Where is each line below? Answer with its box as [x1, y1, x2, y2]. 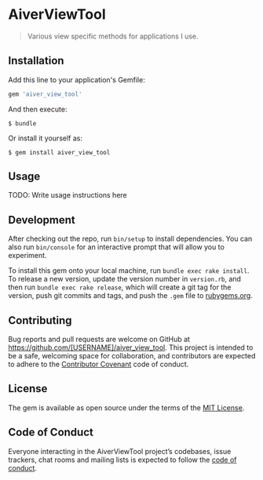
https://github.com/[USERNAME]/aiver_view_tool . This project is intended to [8, 343, 254, 352]
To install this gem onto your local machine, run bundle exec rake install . [8, 266, 250, 275]
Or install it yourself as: [8, 133, 82, 143]
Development [8, 213, 76, 227]
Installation [8, 54, 64, 67]
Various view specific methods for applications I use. [27, 31, 199, 41]
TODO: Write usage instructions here [8, 191, 127, 200]
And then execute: [8, 104, 68, 114]
